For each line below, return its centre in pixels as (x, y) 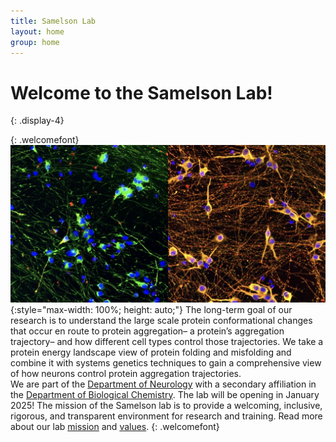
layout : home (37, 31)
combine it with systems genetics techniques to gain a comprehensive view (166, 362)
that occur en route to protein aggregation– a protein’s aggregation (147, 331)
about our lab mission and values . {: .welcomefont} (115, 426)
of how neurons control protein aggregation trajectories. (126, 373)
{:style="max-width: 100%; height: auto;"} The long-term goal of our (151, 309)
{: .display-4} (37, 121)
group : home (35, 42)
